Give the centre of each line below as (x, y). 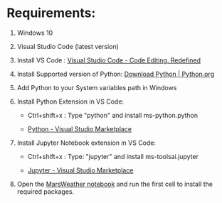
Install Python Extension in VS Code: (70, 101)
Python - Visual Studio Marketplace (80, 128)
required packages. (46, 191)
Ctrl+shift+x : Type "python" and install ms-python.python (113, 115)
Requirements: (51, 13)
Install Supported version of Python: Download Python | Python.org (116, 74)
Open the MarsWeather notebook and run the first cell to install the (115, 184)
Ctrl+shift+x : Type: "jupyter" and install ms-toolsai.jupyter (113, 156)
